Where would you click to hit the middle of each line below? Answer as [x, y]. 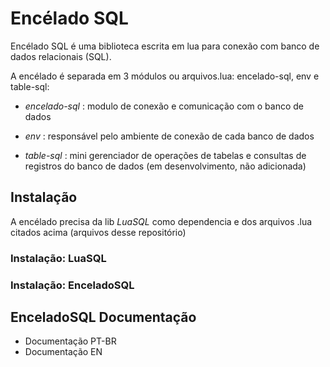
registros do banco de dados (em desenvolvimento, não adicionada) [165, 166]
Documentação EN [63, 352]
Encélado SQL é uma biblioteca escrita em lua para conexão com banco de [165, 46]
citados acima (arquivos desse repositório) [98, 232]
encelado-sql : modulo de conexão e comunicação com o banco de [164, 106]
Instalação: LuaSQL [58, 258]
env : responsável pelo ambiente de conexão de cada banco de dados [169, 136]
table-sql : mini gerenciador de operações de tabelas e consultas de [165, 155]
